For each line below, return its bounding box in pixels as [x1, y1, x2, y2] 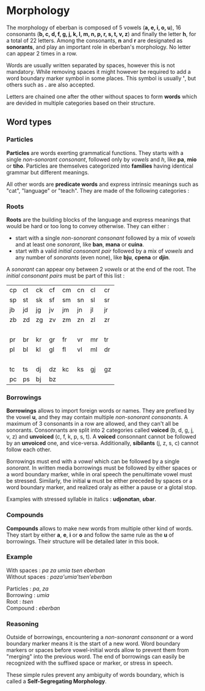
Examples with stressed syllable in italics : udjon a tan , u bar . [6, 495, 157, 503]
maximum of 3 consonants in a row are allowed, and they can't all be [6, 420, 179, 428]
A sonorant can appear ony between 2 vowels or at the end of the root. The [6, 265, 196, 273]
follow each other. [6, 446, 52, 453]
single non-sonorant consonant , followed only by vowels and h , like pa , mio [6, 156, 197, 163]
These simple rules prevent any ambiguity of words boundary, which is [6, 671, 185, 679]
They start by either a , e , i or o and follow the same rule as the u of [6, 531, 174, 539]
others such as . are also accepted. [6, 81, 95, 88]
